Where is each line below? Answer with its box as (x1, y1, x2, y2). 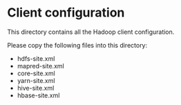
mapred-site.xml (17, 61, 64, 70)
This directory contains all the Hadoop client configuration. (7, 28, 175, 36)
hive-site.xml (17, 84, 55, 92)
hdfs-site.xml (17, 54, 55, 63)
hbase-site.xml (17, 91, 60, 99)
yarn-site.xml (17, 76, 55, 84)
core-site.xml (17, 69, 55, 77)
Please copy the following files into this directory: (7, 41, 148, 49)
